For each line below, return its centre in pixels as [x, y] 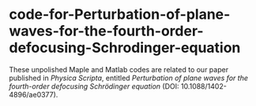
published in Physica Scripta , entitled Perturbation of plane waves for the [128, 78]
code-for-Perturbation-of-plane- [120, 15]
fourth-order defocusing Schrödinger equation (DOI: [94, 86]
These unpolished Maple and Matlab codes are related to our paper [119, 69]
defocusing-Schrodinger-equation [125, 48]
